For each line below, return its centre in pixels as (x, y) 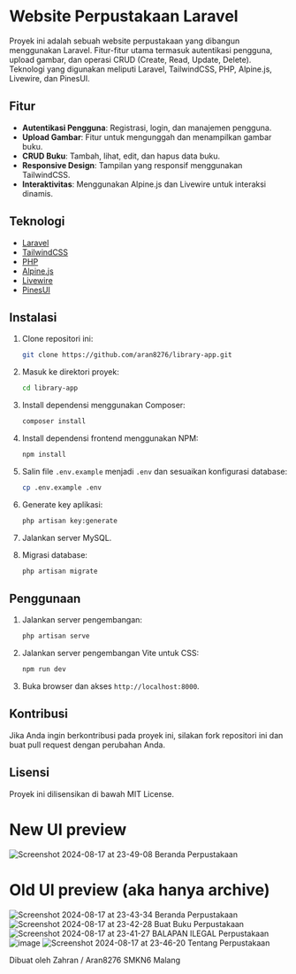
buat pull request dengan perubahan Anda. (87, 745)
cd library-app (50, 388)
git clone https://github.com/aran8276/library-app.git (127, 355)
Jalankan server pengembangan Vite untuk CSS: (110, 653)
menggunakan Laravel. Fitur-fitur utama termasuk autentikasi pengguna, (141, 50)
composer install (54, 421)
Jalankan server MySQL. (67, 537)
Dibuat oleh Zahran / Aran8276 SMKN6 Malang (95, 960)
